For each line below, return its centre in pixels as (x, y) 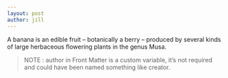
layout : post (26, 13)
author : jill (26, 20)
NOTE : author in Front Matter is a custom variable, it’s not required (118, 60)
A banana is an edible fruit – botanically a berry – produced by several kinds (114, 39)
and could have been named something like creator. (97, 67)
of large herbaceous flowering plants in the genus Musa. (87, 47)
